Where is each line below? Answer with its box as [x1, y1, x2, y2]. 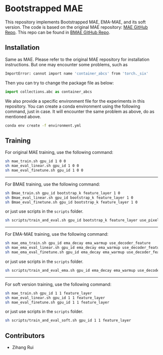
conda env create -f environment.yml [5, 123, 81, 128]
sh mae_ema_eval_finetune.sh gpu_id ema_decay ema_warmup [5, 250, 125, 255]
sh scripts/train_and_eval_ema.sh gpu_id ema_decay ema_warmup [5, 268, 136, 273]
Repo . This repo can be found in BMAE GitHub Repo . [5, 29, 111, 35]
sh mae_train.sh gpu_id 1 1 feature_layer [5, 291, 92, 296]
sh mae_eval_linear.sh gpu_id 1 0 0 [5, 164, 79, 168]
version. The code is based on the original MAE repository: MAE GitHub [5, 24, 148, 30]
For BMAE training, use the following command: [5, 181, 100, 187]
